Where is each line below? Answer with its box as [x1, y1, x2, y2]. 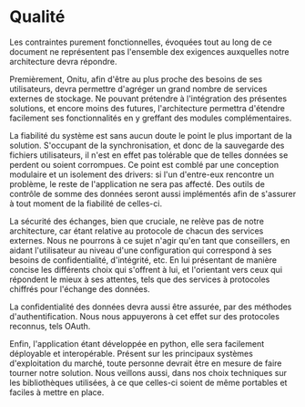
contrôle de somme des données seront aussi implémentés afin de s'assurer [9, 188, 297, 199]
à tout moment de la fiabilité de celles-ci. [9, 198, 162, 209]
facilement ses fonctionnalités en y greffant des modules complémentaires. [9, 112, 292, 123]
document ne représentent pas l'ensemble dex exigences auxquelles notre [9, 46, 290, 57]
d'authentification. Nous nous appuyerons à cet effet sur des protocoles [9, 310, 280, 321]
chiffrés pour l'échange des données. [9, 283, 150, 294]
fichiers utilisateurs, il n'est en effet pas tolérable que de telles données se [9, 149, 289, 161]
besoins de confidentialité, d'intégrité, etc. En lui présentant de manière [9, 254, 278, 266]
